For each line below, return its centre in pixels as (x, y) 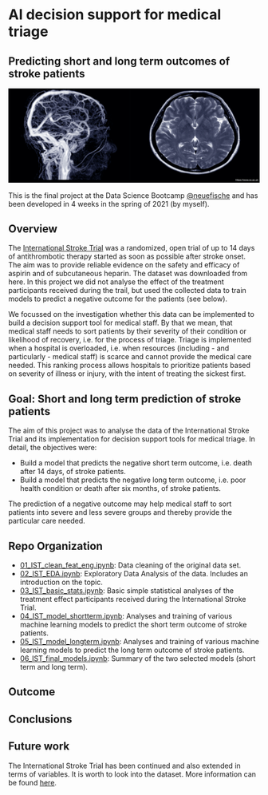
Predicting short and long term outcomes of (119, 61)
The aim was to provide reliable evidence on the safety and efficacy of (124, 265)
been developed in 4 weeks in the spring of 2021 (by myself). (109, 204)
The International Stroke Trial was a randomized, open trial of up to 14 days (132, 248)
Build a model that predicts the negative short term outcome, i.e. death (136, 463)
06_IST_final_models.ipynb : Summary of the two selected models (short (138, 658)
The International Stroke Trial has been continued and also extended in (124, 765)
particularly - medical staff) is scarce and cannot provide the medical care (130, 357)
